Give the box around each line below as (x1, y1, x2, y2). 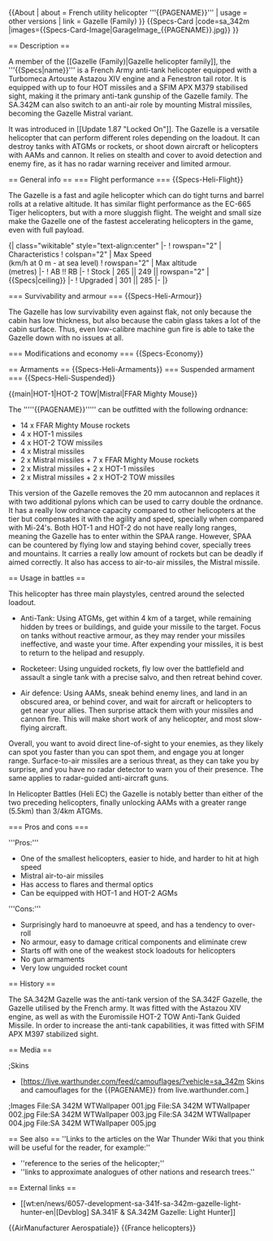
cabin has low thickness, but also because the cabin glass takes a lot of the (8, 316, 262, 325)
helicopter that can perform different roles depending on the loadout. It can (8, 133, 260, 143)
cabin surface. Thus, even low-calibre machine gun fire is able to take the (8, 324, 255, 334)
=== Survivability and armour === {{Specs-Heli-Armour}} (8, 292, 202, 300)
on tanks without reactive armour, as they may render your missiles (19, 631, 245, 640)
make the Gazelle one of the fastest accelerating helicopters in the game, (8, 217, 253, 226)
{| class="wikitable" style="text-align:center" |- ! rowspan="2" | (8, 241, 222, 250)
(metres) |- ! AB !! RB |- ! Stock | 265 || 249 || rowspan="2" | (8, 267, 210, 276)
